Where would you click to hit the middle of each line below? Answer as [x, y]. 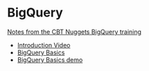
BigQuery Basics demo [50, 59]
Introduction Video [44, 45]
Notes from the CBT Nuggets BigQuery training [74, 32]
